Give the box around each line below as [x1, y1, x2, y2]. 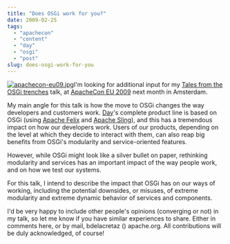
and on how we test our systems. [7, 165, 102, 174]
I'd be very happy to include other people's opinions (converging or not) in [7, 207, 219, 215]
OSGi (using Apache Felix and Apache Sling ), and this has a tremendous [7, 115, 213, 124]
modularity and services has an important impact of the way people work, [7, 158, 218, 166]
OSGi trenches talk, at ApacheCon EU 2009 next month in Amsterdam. [7, 88, 208, 96]
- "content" [13, 36, 48, 43]
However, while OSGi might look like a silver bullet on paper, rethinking [7, 151, 209, 159]
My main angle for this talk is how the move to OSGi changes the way [7, 101, 205, 109]
